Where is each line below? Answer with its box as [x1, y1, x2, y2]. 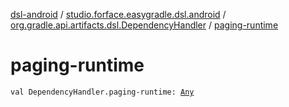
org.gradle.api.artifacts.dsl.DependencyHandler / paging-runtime [10, 19, 279, 31]
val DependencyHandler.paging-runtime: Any [10, 87, 195, 97]
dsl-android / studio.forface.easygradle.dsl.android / [10, 9, 227, 20]
